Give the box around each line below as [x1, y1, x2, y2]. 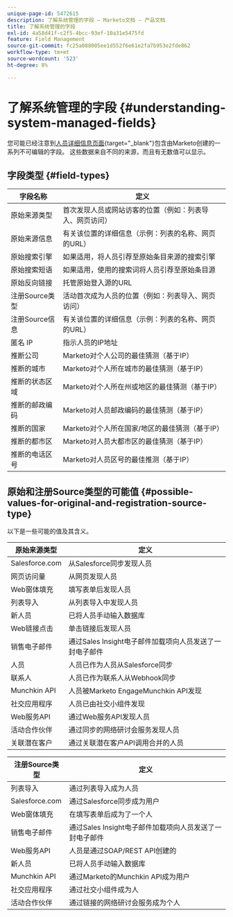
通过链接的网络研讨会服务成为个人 [69, 898, 180, 908]
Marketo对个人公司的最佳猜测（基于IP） [62, 351, 193, 360]
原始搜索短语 [10, 265, 53, 274]
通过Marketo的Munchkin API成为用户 [69, 872, 190, 882]
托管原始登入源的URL [62, 278, 132, 288]
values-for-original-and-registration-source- [7, 497, 207, 509]
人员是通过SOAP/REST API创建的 [69, 846, 177, 856]
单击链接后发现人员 [68, 624, 132, 634]
